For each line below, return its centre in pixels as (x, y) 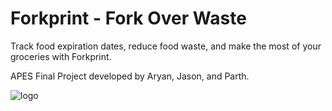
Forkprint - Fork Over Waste (128, 18)
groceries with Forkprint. (61, 56)
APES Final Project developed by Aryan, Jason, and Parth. (130, 76)
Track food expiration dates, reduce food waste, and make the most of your (166, 46)
